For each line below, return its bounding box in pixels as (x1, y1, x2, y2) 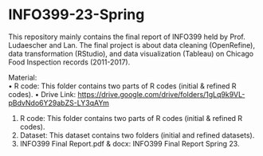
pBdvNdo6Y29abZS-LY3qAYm (8, 98, 109, 107)
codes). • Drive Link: (8, 89, 77, 99)
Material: (8, 72, 37, 82)
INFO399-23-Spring (8, 6, 145, 24)
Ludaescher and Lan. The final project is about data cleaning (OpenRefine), (8, 40, 256, 49)
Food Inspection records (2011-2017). (8, 57, 131, 67)
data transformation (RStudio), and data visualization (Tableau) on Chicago (8, 49, 254, 58)
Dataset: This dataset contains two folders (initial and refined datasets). (19, 130, 255, 140)
